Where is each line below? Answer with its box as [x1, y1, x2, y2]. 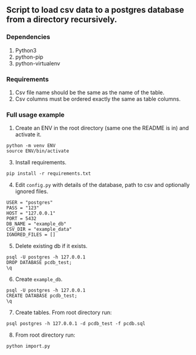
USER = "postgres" [6, 200, 53, 206]
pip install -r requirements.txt [6, 170, 91, 177]
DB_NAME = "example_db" [6, 221, 67, 227]
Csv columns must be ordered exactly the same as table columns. [15, 95, 181, 103]
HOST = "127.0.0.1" [6, 210, 56, 216]
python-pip [15, 53, 44, 60]
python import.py [6, 343, 51, 350]
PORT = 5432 [6, 216, 37, 222]
